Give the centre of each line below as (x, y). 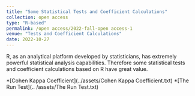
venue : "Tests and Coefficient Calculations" (64, 34)
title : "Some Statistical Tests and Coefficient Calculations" (87, 12)
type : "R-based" (26, 23)
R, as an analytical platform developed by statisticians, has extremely (91, 56)
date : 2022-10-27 (28, 39)
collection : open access (37, 17)
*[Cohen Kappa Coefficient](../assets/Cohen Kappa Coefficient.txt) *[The (97, 80)
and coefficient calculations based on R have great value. (77, 69)
